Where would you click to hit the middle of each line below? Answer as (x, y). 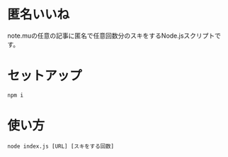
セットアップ (45, 76)
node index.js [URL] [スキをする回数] (61, 146)
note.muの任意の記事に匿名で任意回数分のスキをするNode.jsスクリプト (111, 36)
